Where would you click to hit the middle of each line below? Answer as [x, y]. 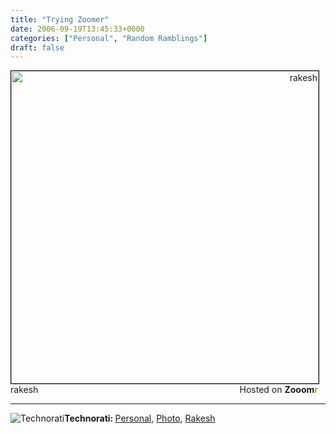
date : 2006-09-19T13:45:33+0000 [77, 29]
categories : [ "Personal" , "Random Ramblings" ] [109, 38]
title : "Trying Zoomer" [60, 19]
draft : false [37, 47]
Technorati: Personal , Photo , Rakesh [140, 418]
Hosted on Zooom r [278, 390]
